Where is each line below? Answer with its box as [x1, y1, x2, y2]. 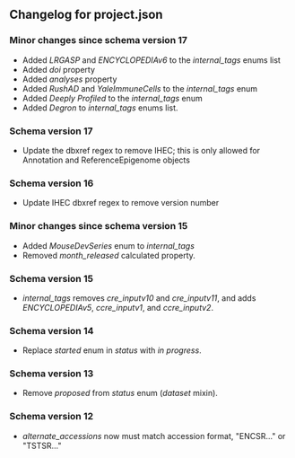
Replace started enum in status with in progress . [22, 345, 202, 356]
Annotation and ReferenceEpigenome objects [22, 154, 191, 165]
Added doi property [22, 64, 96, 75]
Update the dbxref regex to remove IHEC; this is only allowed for [22, 145, 261, 155]
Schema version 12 [9, 410, 94, 423]
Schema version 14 [9, 324, 94, 337]
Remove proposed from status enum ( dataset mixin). [22, 388, 218, 399]
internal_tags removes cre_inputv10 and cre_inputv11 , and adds [22, 292, 256, 304]
